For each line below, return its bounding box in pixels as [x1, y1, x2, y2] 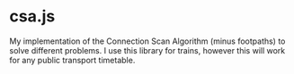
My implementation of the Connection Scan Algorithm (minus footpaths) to [9, 36, 286, 46]
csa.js [9, 6, 56, 27]
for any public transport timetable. [9, 54, 136, 65]
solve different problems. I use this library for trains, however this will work [9, 45, 286, 55]
